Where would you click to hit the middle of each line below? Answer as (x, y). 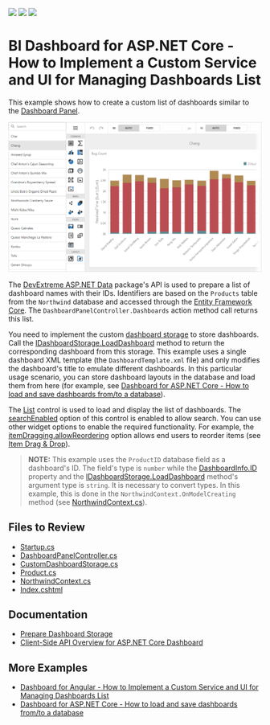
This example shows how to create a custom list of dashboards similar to (129, 102)
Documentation (48, 614)
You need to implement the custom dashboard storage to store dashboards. (134, 334)
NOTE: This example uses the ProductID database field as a (127, 459)
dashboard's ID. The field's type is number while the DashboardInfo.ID (142, 468)
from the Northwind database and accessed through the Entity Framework (130, 301)
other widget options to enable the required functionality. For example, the (131, 427)
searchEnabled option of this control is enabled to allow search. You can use (135, 418)
